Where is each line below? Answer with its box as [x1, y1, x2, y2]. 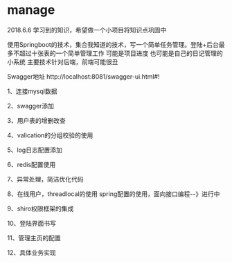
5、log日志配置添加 [7, 146, 62, 154]
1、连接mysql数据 [7, 87, 57, 95]
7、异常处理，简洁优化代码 [7, 175, 84, 183]
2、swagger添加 [7, 101, 54, 110]
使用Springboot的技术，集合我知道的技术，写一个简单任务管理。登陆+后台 [7, 40, 220, 48]
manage [7, 2, 55, 18]
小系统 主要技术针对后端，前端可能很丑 [7, 57, 118, 66]
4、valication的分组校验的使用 [7, 130, 93, 139]
